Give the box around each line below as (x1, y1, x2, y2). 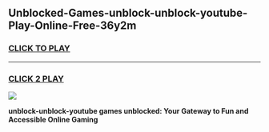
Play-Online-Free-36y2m (8, 19, 137, 33)
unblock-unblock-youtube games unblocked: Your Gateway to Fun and (8, 106, 249, 115)
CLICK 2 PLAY (8, 73, 64, 84)
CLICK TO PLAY (8, 43, 70, 54)
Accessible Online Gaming (8, 114, 98, 124)
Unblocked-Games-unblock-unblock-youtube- (8, 6, 248, 20)
